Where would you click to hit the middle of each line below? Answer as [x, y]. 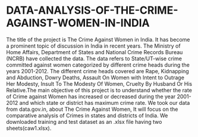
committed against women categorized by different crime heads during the [98, 65]
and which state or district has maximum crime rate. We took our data [105, 102]
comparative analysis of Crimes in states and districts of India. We [87, 115]
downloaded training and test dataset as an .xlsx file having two [84, 122]
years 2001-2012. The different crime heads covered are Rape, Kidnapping [98, 71]
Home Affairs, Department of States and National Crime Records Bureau [95, 52]
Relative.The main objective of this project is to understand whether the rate [99, 90]
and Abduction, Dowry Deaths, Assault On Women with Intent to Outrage [95, 77]
